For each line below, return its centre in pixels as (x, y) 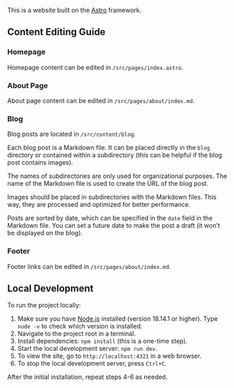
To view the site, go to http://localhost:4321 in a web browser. (109, 356)
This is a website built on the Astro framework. (75, 10)
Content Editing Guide (56, 32)
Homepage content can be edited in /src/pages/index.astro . (95, 67)
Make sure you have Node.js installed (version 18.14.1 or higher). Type (118, 319)
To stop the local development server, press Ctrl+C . (92, 363)
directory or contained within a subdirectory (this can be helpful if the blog (115, 155)
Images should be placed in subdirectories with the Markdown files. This (112, 197)
